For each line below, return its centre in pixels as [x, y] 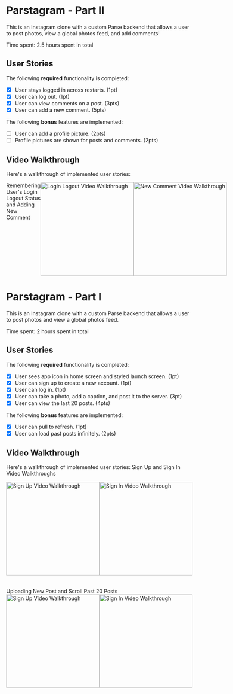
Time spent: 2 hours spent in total [48, 331]
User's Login [22, 191]
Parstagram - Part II [55, 10]
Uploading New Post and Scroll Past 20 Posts [62, 591]
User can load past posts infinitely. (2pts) [65, 434]
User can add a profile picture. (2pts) [60, 133]
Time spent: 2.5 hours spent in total [50, 45]
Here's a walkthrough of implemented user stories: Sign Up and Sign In [93, 467]
